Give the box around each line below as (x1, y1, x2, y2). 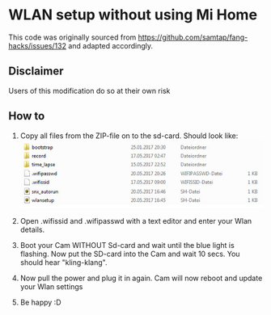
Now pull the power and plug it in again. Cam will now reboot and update (19, 273, 263, 283)
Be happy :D (19, 297, 62, 308)
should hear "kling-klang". (19, 258, 108, 267)
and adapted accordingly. (68, 40, 154, 50)
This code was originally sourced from (8, 32, 137, 42)
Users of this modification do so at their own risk (8, 86, 171, 95)
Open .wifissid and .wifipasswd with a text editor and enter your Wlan (19, 216, 252, 226)
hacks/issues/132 (8, 40, 67, 50)
